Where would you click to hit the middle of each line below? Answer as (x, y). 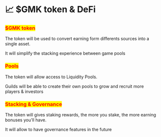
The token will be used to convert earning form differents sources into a (77, 39)
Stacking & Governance (34, 104)
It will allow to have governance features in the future (59, 130)
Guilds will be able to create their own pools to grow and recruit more (74, 86)
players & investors (24, 91)
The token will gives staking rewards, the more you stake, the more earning (80, 115)
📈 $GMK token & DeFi (50, 10)
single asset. (18, 44)
